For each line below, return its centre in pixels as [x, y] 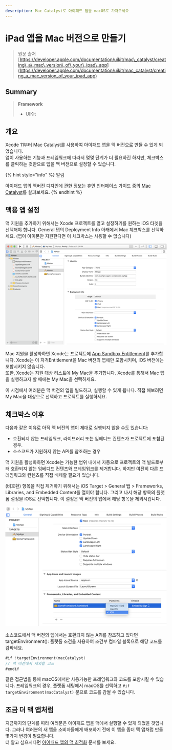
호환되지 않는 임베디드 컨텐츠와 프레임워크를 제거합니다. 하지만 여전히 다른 [84, 469]
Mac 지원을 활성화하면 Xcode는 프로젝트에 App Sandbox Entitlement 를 [78, 354]
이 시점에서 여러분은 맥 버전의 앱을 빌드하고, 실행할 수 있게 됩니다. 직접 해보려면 [84, 390]
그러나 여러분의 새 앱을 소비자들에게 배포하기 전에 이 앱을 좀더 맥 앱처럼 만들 [88, 729]
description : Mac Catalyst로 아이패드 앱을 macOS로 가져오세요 [67, 11]
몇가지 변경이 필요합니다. [30, 736]
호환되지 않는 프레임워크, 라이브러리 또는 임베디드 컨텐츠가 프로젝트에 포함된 [89, 439]
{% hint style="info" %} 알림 [35, 175]
